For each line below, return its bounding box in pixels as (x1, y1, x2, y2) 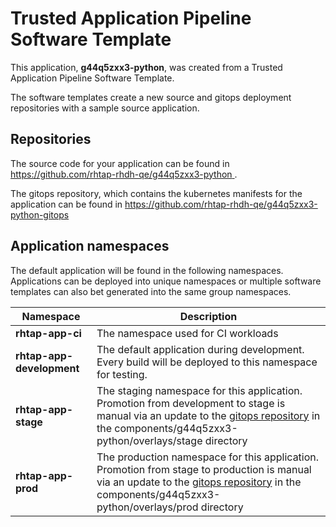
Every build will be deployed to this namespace (96, 355, 318, 369)
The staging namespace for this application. (96, 383, 303, 397)
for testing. (96, 367, 148, 381)
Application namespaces (10, 238, 170, 255)
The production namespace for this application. (96, 450, 320, 464)
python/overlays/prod (96, 500, 199, 514)
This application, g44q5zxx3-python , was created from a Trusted (10, 61, 283, 73)
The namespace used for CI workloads (96, 326, 279, 340)
